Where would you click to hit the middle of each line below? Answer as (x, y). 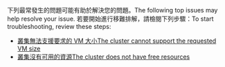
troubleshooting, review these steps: (59, 27)
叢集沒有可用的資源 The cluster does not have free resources (103, 57)
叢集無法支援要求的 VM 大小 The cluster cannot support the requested (117, 41)
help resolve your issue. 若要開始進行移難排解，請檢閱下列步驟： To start (110, 19)
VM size (29, 48)
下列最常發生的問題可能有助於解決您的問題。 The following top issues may (112, 10)
